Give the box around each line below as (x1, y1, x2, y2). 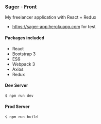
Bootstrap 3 (12, 51, 36, 57)
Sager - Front (5, 3, 37, 10)
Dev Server (5, 82, 28, 88)
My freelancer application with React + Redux (5, 15, 97, 20)
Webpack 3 (12, 61, 35, 67)
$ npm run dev (5, 93, 34, 98)
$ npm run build (5, 114, 38, 119)
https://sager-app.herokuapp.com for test (12, 24, 96, 30)
